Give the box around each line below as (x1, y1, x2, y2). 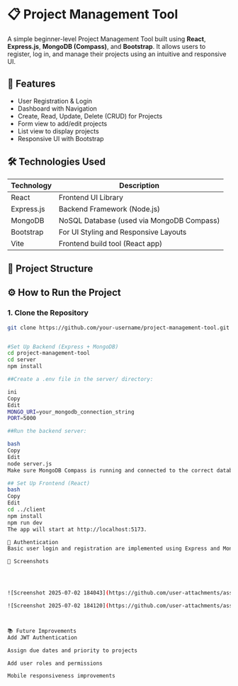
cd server (7, 356, 37, 363)
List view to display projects (17, 126, 99, 135)
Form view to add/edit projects (17, 119, 108, 128)
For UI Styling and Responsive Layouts (59, 227, 187, 237)
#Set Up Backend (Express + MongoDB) (7, 343, 119, 350)
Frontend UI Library (59, 192, 124, 202)
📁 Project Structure (7, 262, 93, 275)
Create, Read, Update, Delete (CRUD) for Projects (17, 111, 163, 120)
